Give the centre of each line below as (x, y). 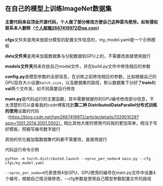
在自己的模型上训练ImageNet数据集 (58, 9)
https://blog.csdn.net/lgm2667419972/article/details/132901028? (74, 117)
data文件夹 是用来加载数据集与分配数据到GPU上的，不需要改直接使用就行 (78, 56)
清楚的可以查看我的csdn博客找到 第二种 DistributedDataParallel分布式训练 (83, 105)
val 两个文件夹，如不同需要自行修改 (40, 88)
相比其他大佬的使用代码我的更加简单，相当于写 (111, 123)
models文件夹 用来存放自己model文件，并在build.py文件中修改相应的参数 (78, 66)
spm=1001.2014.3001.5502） (34, 123)
